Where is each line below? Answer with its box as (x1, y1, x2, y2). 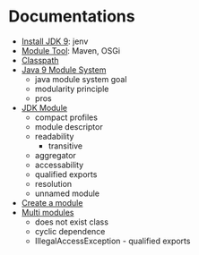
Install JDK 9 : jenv (21, 36, 89, 47)
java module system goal (34, 73, 127, 84)
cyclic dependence (34, 225, 106, 236)
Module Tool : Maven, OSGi (21, 45, 121, 55)
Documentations (8, 6, 135, 27)
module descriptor (34, 121, 104, 132)
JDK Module (21, 102, 68, 113)
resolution (34, 178, 73, 189)
